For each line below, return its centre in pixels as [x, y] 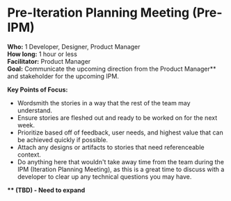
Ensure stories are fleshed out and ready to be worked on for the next [117, 117]
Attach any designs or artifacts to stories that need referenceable [111, 147]
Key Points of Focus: [38, 89]
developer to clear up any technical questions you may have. [104, 176]
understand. [35, 110]
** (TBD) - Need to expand [46, 190]
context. [29, 155]
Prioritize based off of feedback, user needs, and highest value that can [120, 132]
